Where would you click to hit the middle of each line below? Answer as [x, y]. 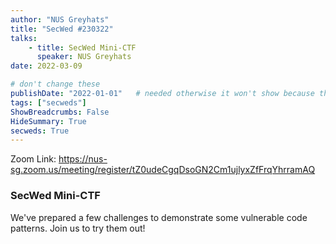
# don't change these [55, 84]
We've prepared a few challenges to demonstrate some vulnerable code [159, 217]
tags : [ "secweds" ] [48, 102]
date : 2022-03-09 [46, 66]
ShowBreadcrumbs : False [60, 112]
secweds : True [40, 131]
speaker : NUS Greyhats [84, 57]
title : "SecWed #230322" [62, 29]
